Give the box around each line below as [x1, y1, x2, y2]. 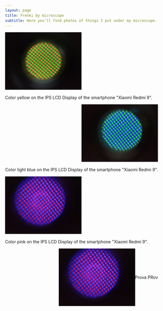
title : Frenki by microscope [5, 13, 64, 18]
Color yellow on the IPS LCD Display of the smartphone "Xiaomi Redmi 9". [5, 95, 153, 101]
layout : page [5, 8, 32, 13]
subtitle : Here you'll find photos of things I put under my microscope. [5, 18, 158, 23]
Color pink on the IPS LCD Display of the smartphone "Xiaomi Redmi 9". [5, 239, 148, 245]
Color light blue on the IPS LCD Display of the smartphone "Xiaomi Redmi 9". [5, 167, 158, 173]
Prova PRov [135, 274, 158, 280]
